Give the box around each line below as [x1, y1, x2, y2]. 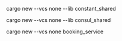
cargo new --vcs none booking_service [6, 28, 104, 35]
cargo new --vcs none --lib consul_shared [6, 17, 111, 23]
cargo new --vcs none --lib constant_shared [6, 5, 116, 12]
